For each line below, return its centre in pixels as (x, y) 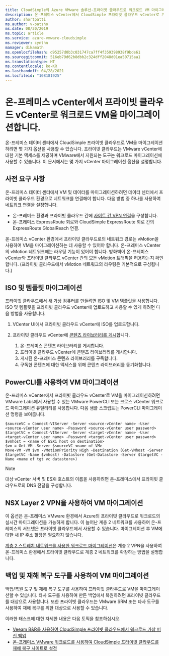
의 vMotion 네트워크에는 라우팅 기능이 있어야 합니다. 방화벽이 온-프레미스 (77, 251)
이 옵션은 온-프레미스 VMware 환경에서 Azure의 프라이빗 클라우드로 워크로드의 (83, 516)
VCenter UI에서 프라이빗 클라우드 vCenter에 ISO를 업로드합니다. (76, 324)
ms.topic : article (24, 33)
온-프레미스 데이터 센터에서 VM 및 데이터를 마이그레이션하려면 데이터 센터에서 (82, 192)
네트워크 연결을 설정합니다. (31, 205)
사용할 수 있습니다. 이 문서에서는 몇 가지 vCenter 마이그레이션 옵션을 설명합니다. (84, 161)
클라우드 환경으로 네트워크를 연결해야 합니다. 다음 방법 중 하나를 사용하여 (90, 198)
